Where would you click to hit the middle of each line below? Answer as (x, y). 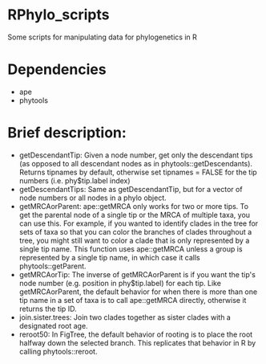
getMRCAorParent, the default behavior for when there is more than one (138, 292)
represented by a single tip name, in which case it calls (110, 257)
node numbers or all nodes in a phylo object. (93, 198)
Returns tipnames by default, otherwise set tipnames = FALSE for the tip (138, 172)
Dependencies (57, 70)
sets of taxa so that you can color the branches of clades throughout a (135, 231)
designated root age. (54, 325)
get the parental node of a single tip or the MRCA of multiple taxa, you (134, 215)
